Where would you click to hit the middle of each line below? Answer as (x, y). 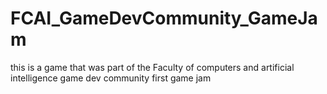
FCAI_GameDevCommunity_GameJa (164, 18)
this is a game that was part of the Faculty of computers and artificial (152, 67)
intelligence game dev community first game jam (111, 78)
